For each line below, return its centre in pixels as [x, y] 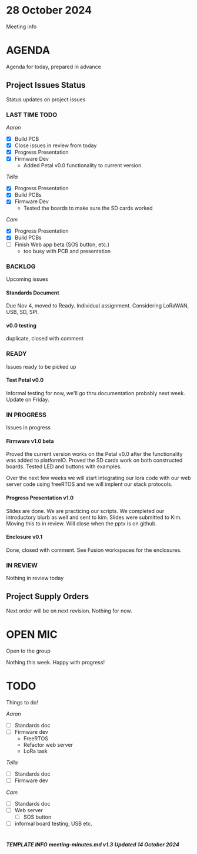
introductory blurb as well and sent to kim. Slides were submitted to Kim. [94, 517]
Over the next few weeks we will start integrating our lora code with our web [98, 478]
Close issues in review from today [56, 145]
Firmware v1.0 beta [30, 441]
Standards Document [33, 293]
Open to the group [29, 651]
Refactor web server [48, 744]
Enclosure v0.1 [24, 537]
